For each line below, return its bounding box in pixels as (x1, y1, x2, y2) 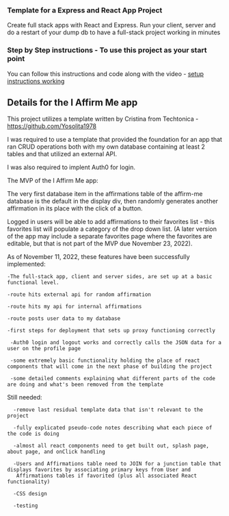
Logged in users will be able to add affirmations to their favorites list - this (7, 218, 215, 226)
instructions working (7, 77, 65, 85)
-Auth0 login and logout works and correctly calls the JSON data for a (10, 339, 222, 346)
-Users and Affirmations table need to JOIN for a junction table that (13, 460, 222, 467)
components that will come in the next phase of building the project (7, 363, 213, 370)
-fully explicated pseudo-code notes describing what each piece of (13, 424, 213, 432)
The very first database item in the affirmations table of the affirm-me (7, 190, 203, 198)
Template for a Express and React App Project (7, 5, 163, 15)
